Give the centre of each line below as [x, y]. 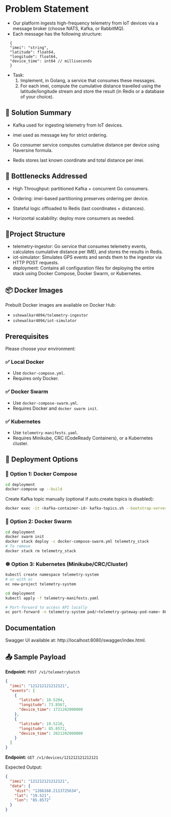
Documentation [31, 628]
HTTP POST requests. [36, 263]
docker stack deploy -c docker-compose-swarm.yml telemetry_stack [77, 541]
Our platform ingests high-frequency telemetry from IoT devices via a [85, 23]
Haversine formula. [33, 150]
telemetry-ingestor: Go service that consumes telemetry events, [80, 246]
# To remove [18, 547]
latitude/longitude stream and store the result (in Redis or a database [92, 91]
